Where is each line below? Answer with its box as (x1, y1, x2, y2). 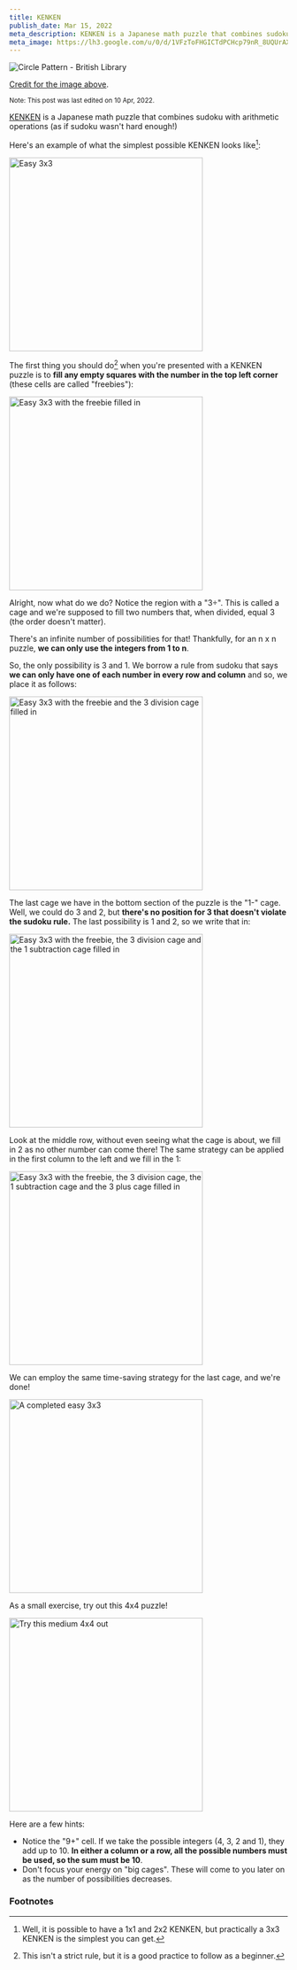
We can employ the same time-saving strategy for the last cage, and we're (9, 1371, 281, 1382)
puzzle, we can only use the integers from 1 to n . (9, 643, 189, 653)
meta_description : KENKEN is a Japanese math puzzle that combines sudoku (9, 29, 291, 38)
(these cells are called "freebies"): (9, 378, 134, 390)
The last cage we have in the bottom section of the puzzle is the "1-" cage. (9, 897, 281, 908)
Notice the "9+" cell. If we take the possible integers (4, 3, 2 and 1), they (21, 1835, 285, 1846)
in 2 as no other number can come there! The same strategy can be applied (9, 1144, 285, 1155)
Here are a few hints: (9, 1819, 86, 1829)
